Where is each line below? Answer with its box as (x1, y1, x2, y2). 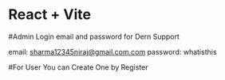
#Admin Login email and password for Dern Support (8, 32, 180, 41)
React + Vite (8, 6, 92, 24)
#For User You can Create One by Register (8, 62, 148, 72)
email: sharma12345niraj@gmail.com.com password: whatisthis (8, 47, 217, 56)
